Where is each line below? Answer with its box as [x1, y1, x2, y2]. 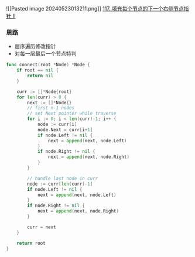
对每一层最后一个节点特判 [14, 50, 77, 57]
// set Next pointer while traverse [27, 111, 117, 116]
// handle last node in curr [27, 175, 98, 181]
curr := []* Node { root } [16, 88, 72, 95]
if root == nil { [16, 67, 59, 73]
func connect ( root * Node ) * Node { [6, 62, 91, 68]
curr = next [27, 224, 57, 230]
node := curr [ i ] [37, 122, 77, 128]
